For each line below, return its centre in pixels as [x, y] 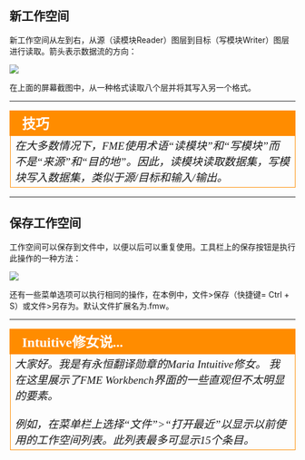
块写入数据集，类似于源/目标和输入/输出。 [122, 177]
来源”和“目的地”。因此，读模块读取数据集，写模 [166, 161]
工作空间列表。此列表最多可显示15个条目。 [145, 440]
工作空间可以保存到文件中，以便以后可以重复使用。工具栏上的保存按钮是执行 [152, 247]
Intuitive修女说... [73, 342]
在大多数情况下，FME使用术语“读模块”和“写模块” [142, 146]
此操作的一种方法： [45, 258]
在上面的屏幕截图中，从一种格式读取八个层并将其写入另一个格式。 [133, 87]
